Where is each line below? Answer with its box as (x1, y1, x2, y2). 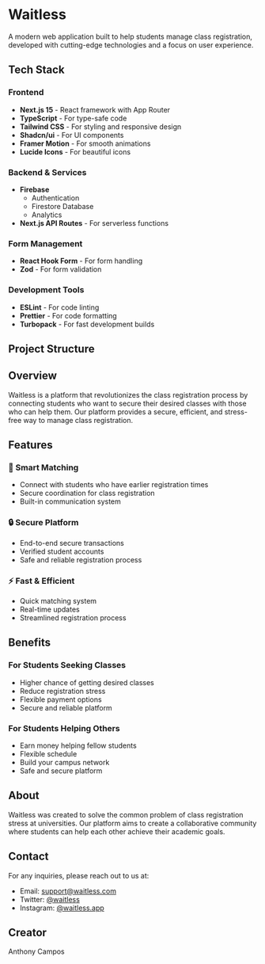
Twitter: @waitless (19, 894, 81, 904)
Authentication (31, 192, 80, 203)
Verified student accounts (19, 547, 104, 556)
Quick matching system (19, 596, 97, 605)
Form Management (8, 238, 83, 249)
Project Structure (8, 342, 95, 356)
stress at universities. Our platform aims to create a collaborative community (8, 818, 257, 828)
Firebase (19, 185, 50, 194)
